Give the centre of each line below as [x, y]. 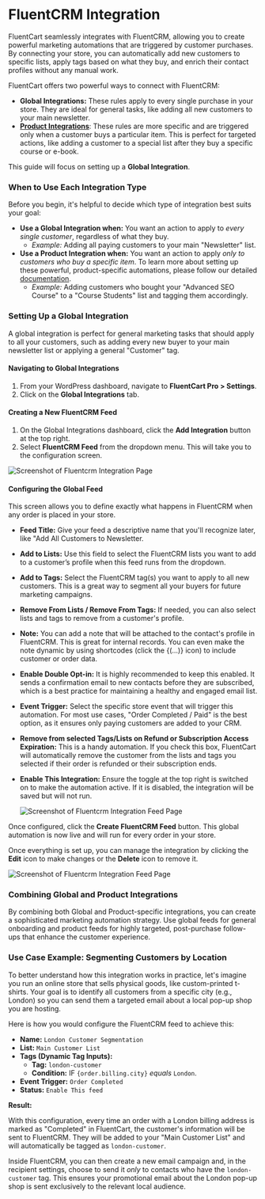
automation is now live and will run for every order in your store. [112, 835]
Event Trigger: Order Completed [71, 1081]
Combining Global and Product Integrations [93, 895]
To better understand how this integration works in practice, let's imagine [127, 975]
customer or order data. [58, 659]
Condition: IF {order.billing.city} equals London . [114, 1073]
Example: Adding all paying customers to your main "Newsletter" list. [144, 245]
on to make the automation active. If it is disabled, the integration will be [137, 788]
